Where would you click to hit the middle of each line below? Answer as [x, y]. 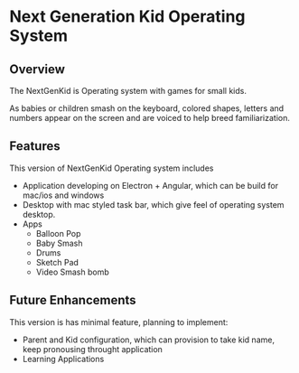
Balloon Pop [58, 233]
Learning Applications [63, 359]
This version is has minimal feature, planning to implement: [119, 322]
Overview [37, 69]
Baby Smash [59, 243]
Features [35, 146]
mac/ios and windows [63, 195]
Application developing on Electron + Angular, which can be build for [150, 185]
